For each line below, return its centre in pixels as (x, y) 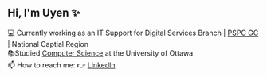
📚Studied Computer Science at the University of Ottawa (100, 53)
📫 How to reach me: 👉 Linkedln (61, 65)
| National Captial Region (48, 44)
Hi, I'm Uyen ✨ (44, 13)
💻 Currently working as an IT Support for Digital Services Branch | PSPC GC (133, 33)
